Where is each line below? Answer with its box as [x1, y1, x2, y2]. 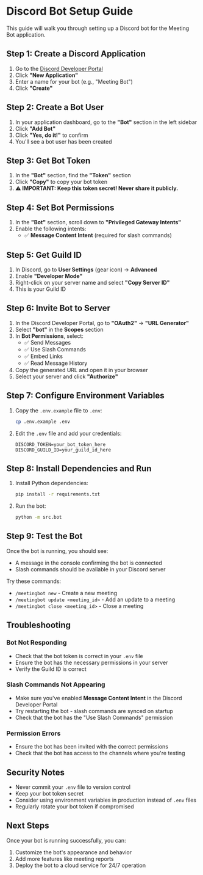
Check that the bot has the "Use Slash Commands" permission [15, 714, 173, 721]
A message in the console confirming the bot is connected [15, 559, 163, 566]
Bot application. [6, 31, 46, 38]
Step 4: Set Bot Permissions [6, 202, 115, 213]
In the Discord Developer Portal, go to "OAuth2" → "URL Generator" [15, 319, 190, 326]
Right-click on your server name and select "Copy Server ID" [15, 279, 170, 286]
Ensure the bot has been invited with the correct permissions [15, 743, 169, 750]
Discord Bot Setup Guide [6, 4, 134, 18]
